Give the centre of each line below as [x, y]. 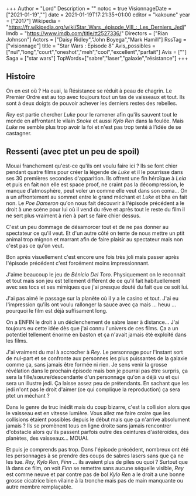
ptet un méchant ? [28, 395]
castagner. [19, 133]
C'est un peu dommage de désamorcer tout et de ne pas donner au [87, 227]
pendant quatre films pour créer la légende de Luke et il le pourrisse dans [94, 172]
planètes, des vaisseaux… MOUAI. [47, 438]
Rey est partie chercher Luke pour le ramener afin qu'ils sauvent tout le [92, 114]
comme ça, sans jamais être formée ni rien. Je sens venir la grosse [87, 364]
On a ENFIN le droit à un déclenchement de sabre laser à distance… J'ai [93, 322]
